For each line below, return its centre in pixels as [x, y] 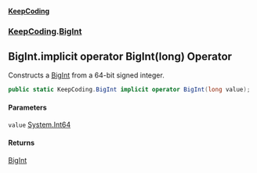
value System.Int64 [40, 124]
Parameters [27, 107]
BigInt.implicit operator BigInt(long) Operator [120, 56]
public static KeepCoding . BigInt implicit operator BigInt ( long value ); [129, 90]
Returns [22, 142]
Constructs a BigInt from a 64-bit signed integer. [86, 75]
